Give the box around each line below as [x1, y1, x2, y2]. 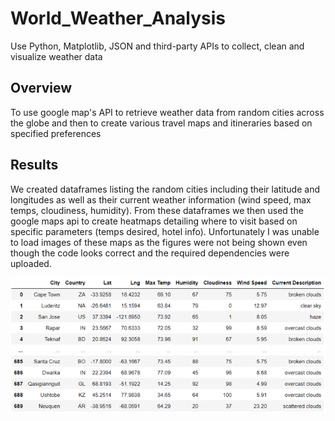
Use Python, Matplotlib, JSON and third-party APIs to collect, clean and [10, 40, 305, 52]
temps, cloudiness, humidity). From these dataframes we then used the [10, 204, 304, 216]
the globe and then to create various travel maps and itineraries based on [10, 117, 313, 129]
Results [10, 157, 59, 174]
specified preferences [10, 127, 102, 139]
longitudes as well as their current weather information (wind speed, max [10, 193, 312, 206]
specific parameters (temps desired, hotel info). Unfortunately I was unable [10, 225, 320, 237]
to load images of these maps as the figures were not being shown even [10, 236, 308, 248]
